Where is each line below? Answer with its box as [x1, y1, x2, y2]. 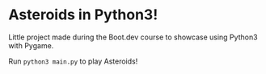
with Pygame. [8, 40, 54, 50]
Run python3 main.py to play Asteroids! [8, 56, 138, 66]
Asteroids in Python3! [8, 6, 158, 24]
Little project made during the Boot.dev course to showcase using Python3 [8, 32, 258, 42]
